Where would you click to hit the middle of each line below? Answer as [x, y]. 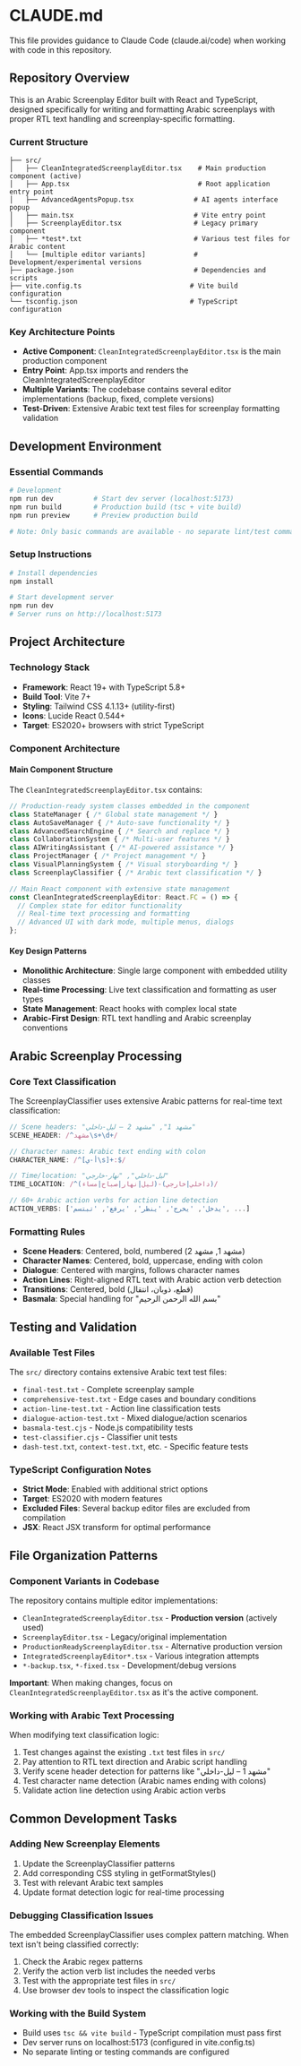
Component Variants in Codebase [84, 1580]
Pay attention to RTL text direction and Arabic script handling [135, 1762]
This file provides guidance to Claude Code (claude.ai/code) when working [148, 40]
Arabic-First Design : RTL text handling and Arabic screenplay [137, 1019]
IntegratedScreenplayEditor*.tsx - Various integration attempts [141, 1656]
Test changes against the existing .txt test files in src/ [124, 1752]
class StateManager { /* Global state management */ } [114, 814]
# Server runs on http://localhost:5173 [86, 615]
